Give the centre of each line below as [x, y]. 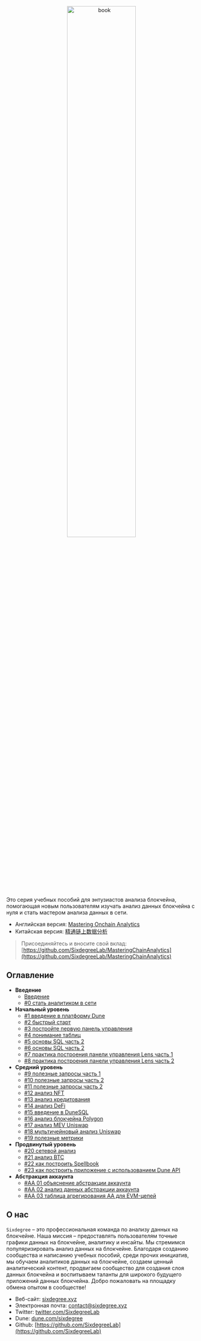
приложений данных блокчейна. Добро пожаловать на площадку [91, 1280]
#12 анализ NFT [44, 1093]
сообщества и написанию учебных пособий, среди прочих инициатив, [97, 1255]
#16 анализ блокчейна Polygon [64, 1118]
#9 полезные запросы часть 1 [62, 1074]
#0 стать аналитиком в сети [60, 1003]
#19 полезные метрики [53, 1138]
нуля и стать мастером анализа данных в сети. [67, 913]
